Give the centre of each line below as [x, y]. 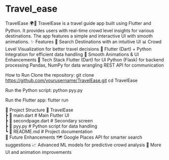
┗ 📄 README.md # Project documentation [49, 131]
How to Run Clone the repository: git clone [50, 75]
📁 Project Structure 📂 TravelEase [39, 110]
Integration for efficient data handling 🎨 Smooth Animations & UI [72, 54]
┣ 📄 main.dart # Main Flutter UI [37, 115]
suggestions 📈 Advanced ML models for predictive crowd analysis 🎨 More [83, 145]
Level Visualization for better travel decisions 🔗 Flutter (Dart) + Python [78, 49]
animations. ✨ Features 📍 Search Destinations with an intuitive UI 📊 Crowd [83, 42]
